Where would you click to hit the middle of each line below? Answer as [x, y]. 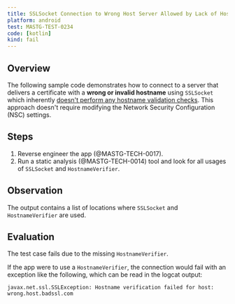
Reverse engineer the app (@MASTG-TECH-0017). [90, 153]
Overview [29, 68]
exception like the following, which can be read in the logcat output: [105, 275]
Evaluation [31, 236]
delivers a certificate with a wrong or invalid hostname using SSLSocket [111, 92]
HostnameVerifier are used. [47, 215]
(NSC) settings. [29, 115]
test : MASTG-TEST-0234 [40, 27]
